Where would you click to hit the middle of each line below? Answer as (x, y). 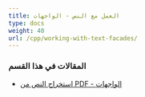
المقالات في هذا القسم (47, 67)
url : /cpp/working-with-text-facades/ (73, 38)
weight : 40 (26, 30)
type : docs (26, 23)
